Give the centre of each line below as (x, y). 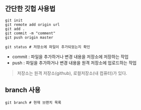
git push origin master (29, 37)
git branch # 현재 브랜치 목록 (33, 102)
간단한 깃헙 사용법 (30, 9)
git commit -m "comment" (30, 33)
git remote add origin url (32, 24)
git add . (15, 29)
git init (14, 20)
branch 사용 (23, 90)
